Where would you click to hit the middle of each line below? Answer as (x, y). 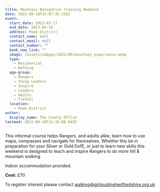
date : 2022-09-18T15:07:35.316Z (38, 14)
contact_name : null (29, 37)
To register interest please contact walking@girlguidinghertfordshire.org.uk (80, 184)
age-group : (20, 73)
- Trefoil (24, 100)
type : (15, 59)
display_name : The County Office (43, 117)
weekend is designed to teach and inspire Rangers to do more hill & (72, 151)
